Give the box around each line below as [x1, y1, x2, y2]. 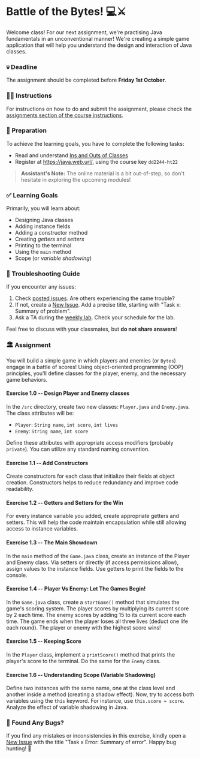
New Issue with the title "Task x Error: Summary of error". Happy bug [6, 739, 177, 746]
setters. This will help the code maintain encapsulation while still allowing [6, 519, 187, 526]
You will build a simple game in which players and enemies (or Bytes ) [6, 356, 177, 364]
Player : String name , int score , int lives [14, 421, 119, 428]
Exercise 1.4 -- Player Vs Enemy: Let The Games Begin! [6, 585, 146, 592]
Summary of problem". [14, 307, 71, 315]
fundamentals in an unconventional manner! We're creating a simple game [6, 35, 190, 42]
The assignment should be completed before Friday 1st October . [6, 76, 166, 84]
